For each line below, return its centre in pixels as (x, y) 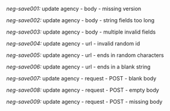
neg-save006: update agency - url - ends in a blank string (78, 67)
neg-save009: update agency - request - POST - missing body (84, 102)
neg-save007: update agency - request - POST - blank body (81, 78)
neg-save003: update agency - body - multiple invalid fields (81, 32)
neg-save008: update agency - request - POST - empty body (83, 90)
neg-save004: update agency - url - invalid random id (73, 43)
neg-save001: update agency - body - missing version (74, 9)
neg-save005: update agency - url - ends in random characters (85, 55)
